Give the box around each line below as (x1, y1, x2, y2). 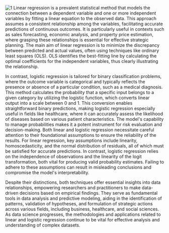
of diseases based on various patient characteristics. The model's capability (5, 116, 164, 122)
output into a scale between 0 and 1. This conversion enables (5, 100, 133, 106)
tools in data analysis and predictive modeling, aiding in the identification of (5, 195, 162, 201)
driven (5, 190, 19, 196)
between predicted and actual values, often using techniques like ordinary (5, 48, 159, 53)
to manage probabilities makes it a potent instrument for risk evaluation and (5, 121, 162, 127)
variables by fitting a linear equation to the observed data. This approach (5, 16, 157, 21)
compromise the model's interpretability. (5, 170, 89, 176)
